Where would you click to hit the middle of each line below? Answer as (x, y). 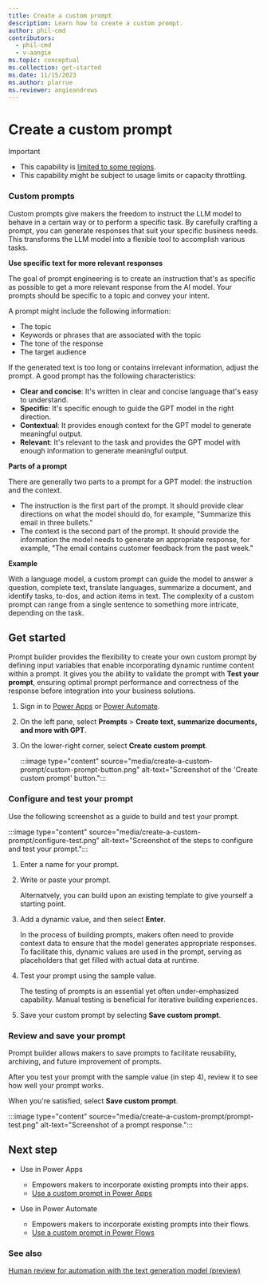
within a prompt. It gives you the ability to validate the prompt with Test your (133, 674)
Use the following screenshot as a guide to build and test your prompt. (124, 816)
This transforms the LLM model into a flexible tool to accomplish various (127, 239)
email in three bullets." (56, 522)
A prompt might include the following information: (90, 311)
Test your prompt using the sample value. (88, 976)
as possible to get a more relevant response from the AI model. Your (120, 287)
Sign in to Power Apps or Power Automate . (90, 707)
